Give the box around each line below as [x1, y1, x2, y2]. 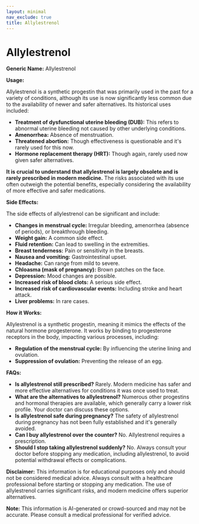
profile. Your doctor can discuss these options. [14, 406, 129, 413]
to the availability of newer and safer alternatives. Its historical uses [6, 101, 171, 108]
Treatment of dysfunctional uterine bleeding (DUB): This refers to [14, 118, 179, 126]
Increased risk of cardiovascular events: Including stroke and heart [14, 285, 182, 292]
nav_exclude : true [6, 14, 52, 20]
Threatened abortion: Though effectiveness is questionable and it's [14, 138, 182, 145]
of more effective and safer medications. [6, 187, 106, 194]
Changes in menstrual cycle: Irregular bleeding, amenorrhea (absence [14, 222, 189, 229]
